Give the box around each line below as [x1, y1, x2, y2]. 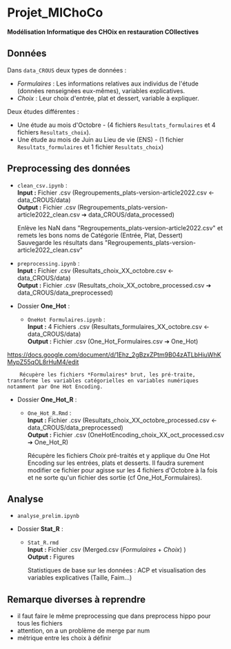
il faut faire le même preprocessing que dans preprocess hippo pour [17, 612, 211, 620]
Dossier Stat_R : [17, 525, 63, 533]
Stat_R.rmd [27, 539, 59, 546]
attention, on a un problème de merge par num [17, 626, 150, 635]
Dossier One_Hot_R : [17, 395, 77, 403]
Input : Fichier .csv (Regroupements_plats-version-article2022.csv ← [17, 188, 215, 197]
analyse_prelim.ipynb [17, 512, 79, 520]
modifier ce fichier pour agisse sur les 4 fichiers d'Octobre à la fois [27, 466, 218, 474]
